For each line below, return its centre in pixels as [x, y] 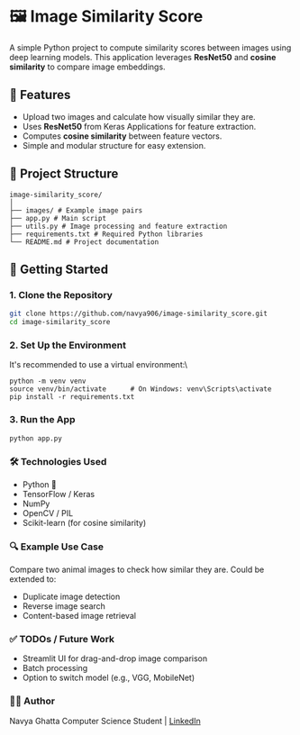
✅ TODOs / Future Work [62, 640]
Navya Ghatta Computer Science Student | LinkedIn [105, 721]
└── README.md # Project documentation [84, 242]
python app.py [36, 438]
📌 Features [40, 95]
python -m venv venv [48, 381]
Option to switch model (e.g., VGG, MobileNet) [109, 678]
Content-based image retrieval [79, 616]
